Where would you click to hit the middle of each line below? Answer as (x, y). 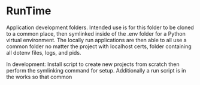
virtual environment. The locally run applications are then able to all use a (96, 40)
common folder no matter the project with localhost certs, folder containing (99, 46)
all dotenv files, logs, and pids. (44, 52)
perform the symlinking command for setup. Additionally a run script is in (96, 70)
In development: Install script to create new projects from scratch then (93, 64)
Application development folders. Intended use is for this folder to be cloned (100, 27)
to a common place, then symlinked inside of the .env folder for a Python (96, 33)
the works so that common (39, 77)
